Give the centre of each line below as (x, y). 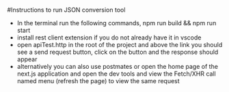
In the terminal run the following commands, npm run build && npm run (117, 23)
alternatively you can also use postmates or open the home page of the (118, 66)
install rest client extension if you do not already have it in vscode (109, 37)
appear (27, 59)
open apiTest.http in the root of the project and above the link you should (120, 45)
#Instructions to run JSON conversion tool (66, 10)
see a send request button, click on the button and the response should (118, 52)
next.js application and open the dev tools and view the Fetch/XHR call (117, 74)
